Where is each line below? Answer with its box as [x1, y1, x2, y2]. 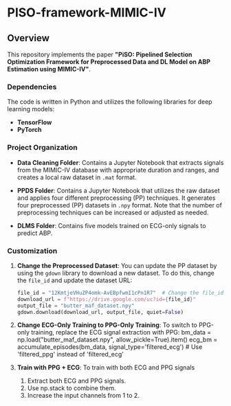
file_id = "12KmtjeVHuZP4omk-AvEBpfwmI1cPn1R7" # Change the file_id [16, 289, 224, 296]
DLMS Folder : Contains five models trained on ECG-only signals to [16, 221, 206, 229]
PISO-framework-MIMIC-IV [7, 5, 166, 21]
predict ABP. [16, 229, 53, 237]
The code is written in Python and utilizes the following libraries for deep [7, 98, 212, 106]
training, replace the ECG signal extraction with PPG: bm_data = [30, 328, 212, 337]
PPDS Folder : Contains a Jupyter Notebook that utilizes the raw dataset [16, 186, 220, 194]
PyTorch [16, 126, 42, 134]
